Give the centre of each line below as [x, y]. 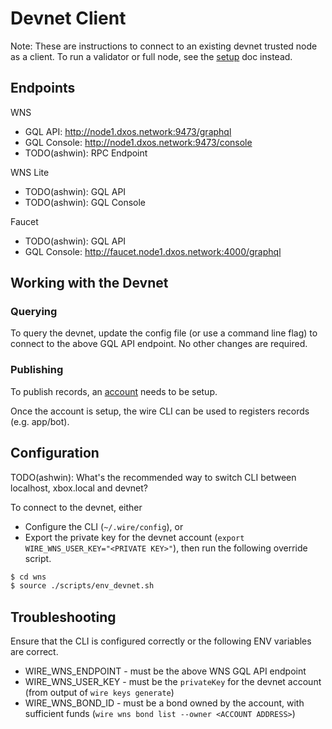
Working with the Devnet [89, 283]
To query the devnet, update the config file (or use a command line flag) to [164, 333]
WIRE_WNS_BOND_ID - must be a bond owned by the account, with [164, 703]
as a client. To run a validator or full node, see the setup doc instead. [151, 56]
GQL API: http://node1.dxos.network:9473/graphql [128, 131]
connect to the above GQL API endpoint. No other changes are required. [159, 344]
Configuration [55, 453]
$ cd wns [28, 577]
